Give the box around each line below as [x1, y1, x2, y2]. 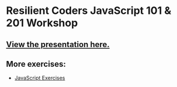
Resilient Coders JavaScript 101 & [6, 4, 171, 17]
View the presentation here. [6, 39, 110, 49]
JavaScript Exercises [14, 74, 65, 82]
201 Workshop [6, 16, 78, 30]
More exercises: [6, 59, 66, 69]
